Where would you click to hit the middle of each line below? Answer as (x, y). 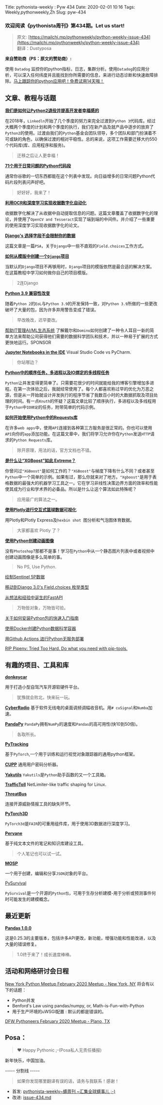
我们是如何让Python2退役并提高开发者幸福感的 (52, 111)
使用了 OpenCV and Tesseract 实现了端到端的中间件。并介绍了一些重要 (86, 219)
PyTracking (17, 744)
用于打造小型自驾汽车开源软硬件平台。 (43, 687)
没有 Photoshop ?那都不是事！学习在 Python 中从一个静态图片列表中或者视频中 (80, 551)
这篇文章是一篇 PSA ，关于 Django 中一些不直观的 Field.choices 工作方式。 (76, 246)
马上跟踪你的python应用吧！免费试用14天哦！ (59, 81)
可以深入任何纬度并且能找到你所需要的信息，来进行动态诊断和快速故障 (83, 75)
